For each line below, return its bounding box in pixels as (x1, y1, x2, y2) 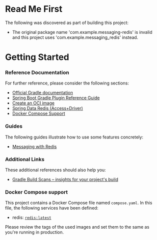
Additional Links (5, 156, 45, 162)
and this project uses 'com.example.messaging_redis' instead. (12, 34, 138, 40)
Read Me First (5, 3, 63, 15)
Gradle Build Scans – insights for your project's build (12, 177, 119, 183)
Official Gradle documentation (12, 90, 74, 96)
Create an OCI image (12, 100, 55, 106)
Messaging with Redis (12, 143, 57, 149)
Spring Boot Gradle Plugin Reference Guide (12, 95, 100, 101)
